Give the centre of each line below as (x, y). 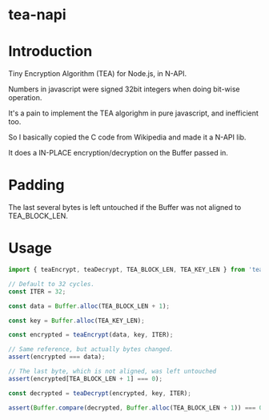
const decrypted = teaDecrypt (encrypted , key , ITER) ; (100, 393)
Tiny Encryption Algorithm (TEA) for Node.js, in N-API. (97, 74)
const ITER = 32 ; (37, 291)
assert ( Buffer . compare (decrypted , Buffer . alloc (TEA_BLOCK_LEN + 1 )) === (132, 408)
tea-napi (37, 15)
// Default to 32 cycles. (51, 284)
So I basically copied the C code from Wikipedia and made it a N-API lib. (127, 137)
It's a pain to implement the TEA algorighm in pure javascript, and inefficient (133, 113)
